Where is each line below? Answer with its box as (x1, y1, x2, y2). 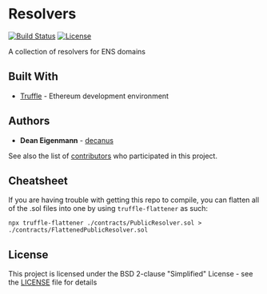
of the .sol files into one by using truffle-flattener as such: (8, 204, 209, 213)
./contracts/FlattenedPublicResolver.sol (8, 226, 149, 234)
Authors (8, 114, 50, 128)
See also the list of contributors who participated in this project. (8, 151, 218, 161)
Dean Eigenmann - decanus (19, 135, 114, 145)
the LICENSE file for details (8, 277, 98, 288)
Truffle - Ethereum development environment (19, 91, 169, 101)
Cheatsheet (8, 173, 68, 188)
